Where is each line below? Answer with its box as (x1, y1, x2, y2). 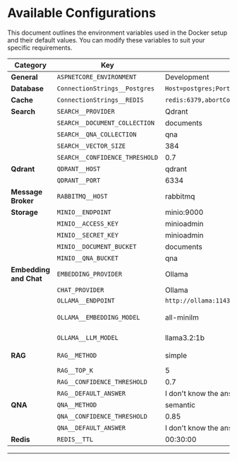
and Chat (11, 274, 42, 284)
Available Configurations (7, 5, 157, 21)
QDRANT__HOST (56, 165, 101, 173)
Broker (11, 196, 34, 206)
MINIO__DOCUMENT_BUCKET (56, 243, 137, 250)
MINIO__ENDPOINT (56, 208, 111, 216)
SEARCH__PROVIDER (56, 107, 115, 115)
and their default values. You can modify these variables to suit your (7, 35, 206, 44)
